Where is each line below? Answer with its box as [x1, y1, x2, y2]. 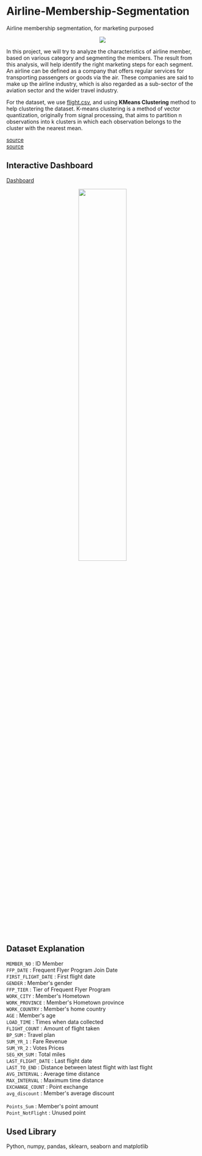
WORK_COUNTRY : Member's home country [6, 1005, 106, 1013]
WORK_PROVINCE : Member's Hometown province [6, 999, 124, 1006]
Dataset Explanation [6, 944, 85, 954]
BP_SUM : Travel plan [6, 1031, 56, 1038]
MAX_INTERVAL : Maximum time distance [6, 1076, 104, 1084]
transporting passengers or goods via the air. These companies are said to [6, 73, 194, 81]
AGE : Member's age [6, 1011, 56, 1019]
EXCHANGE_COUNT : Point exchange [6, 1083, 88, 1090]
